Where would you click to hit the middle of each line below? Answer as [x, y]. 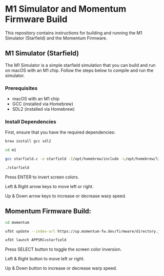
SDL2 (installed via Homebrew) [43, 109]
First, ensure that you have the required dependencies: [60, 132]
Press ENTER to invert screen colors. [42, 177]
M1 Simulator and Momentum [66, 9]
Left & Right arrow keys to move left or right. [49, 186]
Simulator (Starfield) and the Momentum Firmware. [56, 38]
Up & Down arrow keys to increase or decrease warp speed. [66, 196]
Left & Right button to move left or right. [45, 259]
